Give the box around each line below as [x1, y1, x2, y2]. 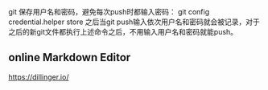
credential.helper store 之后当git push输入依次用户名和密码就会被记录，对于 [8, 17, 260, 27]
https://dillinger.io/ [8, 72, 69, 82]
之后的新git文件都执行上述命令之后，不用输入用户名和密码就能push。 [8, 27, 238, 36]
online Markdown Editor [8, 51, 131, 64]
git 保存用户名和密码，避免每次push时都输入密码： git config [8, 7, 210, 16]
